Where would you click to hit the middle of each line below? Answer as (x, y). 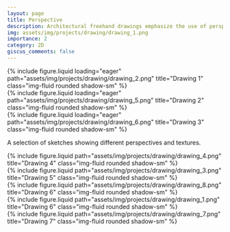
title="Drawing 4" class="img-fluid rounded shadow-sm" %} (92, 163)
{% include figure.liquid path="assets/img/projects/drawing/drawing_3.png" (114, 170)
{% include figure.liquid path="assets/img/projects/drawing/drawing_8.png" (114, 185)
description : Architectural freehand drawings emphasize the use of (107, 26)
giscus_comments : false (41, 52)
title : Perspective (35, 20)
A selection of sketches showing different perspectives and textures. (104, 142)
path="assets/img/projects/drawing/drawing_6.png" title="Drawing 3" (106, 122)
